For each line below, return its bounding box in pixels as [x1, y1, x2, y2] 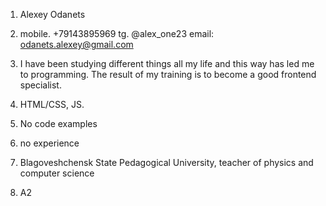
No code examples [19, 118, 98, 129]
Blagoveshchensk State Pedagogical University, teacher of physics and [19, 157, 314, 168]
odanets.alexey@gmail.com [19, 39, 134, 50]
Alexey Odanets [19, 9, 86, 20]
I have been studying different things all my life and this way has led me [19, 58, 315, 69]
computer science [19, 167, 95, 179]
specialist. [19, 79, 62, 91]
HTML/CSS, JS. [19, 99, 85, 110]
